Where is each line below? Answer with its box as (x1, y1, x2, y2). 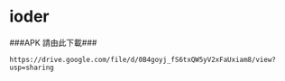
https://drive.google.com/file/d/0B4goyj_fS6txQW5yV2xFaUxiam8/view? (9, 55, 277, 64)
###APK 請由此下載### (9, 37, 97, 48)
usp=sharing (9, 63, 54, 72)
